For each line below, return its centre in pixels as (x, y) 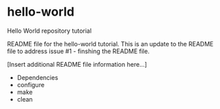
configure (31, 84)
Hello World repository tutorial (50, 31)
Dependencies (38, 77)
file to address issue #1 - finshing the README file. (79, 51)
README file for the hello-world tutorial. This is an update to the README (110, 44)
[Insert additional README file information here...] (77, 64)
